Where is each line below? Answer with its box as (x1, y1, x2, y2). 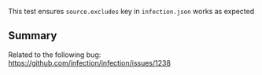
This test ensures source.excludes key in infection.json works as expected (8, 7, 255, 16)
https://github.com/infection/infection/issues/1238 (8, 58, 172, 67)
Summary (8, 29, 57, 42)
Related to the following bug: (8, 50, 101, 59)
